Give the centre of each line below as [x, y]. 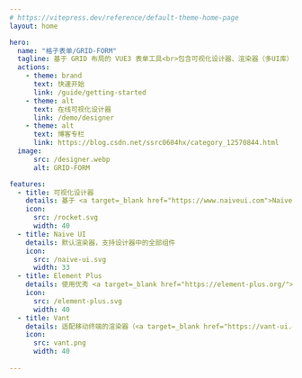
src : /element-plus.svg [78, 301]
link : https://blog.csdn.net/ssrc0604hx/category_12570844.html [156, 143]
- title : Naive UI [52, 234]
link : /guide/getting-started [89, 92]
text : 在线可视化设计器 [72, 109]
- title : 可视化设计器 [56, 193]
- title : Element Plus [60, 276]
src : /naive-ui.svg [69, 259]
